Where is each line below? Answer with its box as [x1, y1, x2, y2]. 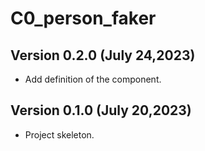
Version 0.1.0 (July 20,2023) [10, 102, 192, 119]
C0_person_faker [10, 7, 157, 30]
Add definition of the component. [24, 73, 162, 85]
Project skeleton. [24, 128, 95, 141]
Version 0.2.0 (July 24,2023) [10, 47, 196, 64]
